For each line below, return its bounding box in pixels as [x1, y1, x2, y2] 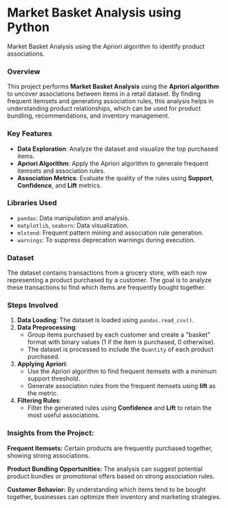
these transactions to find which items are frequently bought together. [7, 284, 206, 292]
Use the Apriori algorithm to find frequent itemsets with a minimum [27, 367, 217, 376]
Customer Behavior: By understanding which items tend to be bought [7, 485, 206, 494]
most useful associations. [27, 411, 101, 419]
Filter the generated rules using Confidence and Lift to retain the [27, 404, 212, 412]
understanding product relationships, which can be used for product [7, 105, 201, 113]
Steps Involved [7, 301, 59, 310]
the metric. [27, 389, 59, 397]
